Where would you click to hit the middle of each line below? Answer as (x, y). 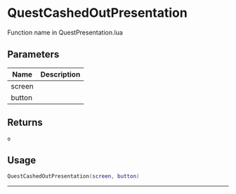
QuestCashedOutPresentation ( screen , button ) (73, 176)
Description (60, 74)
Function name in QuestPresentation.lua (65, 32)
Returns (25, 123)
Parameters (33, 54)
